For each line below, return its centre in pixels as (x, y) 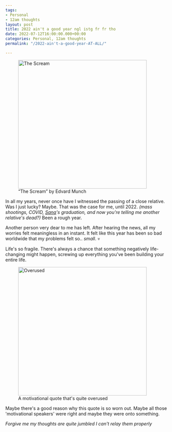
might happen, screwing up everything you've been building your (95, 254)
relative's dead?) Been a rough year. (44, 218)
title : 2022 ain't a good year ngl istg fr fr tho (61, 29)
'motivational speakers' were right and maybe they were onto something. (83, 413)
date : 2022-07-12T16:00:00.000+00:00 (46, 34)
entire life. (16, 260)
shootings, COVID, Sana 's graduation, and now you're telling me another (83, 212)
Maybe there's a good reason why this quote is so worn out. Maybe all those (86, 408)
